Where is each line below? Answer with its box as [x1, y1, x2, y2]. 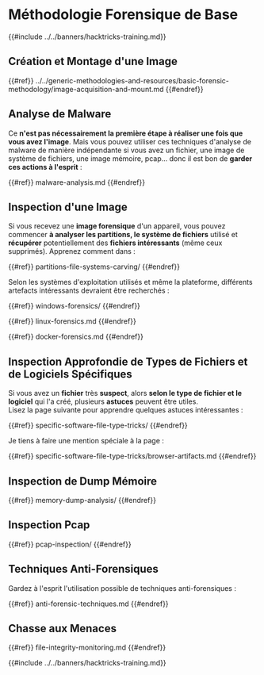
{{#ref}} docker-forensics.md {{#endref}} [8, 332, 144, 342]
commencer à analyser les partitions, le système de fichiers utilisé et [8, 230, 238, 240]
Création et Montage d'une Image [8, 55, 178, 68]
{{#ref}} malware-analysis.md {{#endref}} [8, 177, 145, 187]
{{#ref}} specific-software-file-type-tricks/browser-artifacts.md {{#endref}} [8, 451, 257, 461]
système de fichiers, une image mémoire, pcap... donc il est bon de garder [8, 153, 253, 163]
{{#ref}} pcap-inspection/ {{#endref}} [8, 539, 132, 549]
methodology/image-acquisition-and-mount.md [8, 84, 164, 94]
